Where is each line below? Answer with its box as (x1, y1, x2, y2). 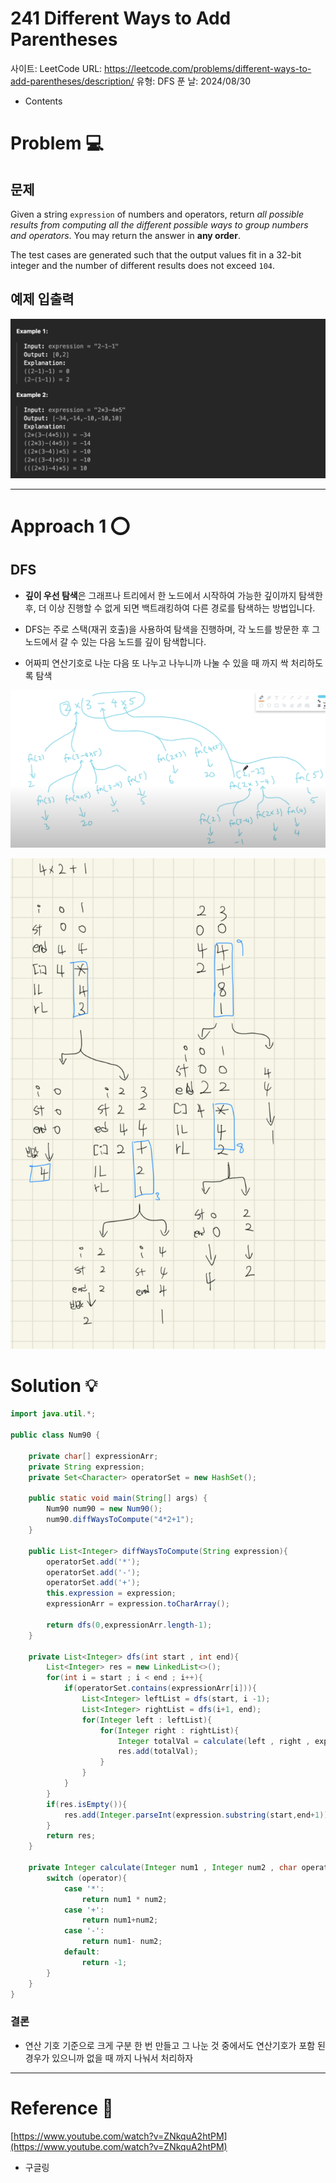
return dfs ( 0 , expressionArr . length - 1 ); (46, 1620, 213, 1630)
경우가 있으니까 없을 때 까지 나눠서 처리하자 (24, 2052, 194, 2064)
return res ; (46, 1831, 97, 1841)
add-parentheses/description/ (10, 75, 135, 87)
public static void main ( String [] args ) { (28, 1493, 208, 1504)
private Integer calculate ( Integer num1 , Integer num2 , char (28, 1863, 298, 1873)
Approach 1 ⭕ (10, 515, 131, 537)
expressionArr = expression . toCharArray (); (46, 1599, 230, 1609)
